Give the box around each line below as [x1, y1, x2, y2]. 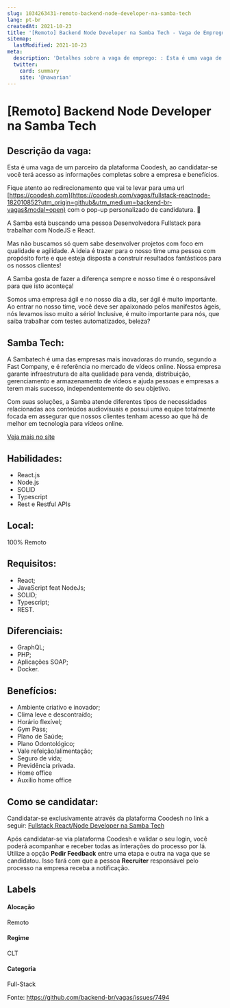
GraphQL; [16, 643, 45, 651]
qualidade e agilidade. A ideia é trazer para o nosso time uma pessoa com [7, 247, 216, 255]
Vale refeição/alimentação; [16, 747, 93, 755]
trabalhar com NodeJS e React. [7, 226, 96, 235]
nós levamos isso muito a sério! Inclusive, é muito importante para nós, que [7, 310, 220, 318]
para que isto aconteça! [7, 282, 74, 290]
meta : [7, 49, 23, 56]
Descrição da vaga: [7, 145, 92, 156]
